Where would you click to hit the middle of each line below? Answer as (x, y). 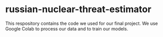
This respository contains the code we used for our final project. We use (81, 23)
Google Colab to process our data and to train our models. (67, 28)
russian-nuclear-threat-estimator (78, 9)
